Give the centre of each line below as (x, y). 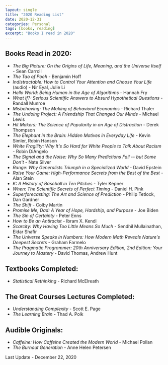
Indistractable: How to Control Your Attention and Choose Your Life (82, 82)
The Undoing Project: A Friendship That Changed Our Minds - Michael (86, 114)
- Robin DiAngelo (30, 151)
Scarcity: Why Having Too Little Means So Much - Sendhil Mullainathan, (87, 226)
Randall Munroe (29, 103)
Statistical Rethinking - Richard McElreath (56, 281)
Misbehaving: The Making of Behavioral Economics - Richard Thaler (83, 108)
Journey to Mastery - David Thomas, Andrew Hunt (65, 253)
